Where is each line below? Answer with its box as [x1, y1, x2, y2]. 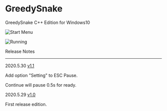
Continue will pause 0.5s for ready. [5, 82, 77, 88]
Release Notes [5, 48, 35, 54]
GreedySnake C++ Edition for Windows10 [5, 19, 90, 25]
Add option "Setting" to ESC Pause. [5, 72, 78, 78]
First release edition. [5, 101, 47, 107]
